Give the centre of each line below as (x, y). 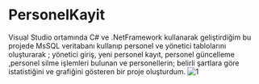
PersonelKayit (57, 15)
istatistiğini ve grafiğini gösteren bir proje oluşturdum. (97, 71)
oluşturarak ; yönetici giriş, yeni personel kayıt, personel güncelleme (122, 54)
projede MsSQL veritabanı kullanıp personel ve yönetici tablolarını (117, 45)
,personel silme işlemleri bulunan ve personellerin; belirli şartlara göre (124, 63)
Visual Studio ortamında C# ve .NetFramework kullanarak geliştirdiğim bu (130, 37)
